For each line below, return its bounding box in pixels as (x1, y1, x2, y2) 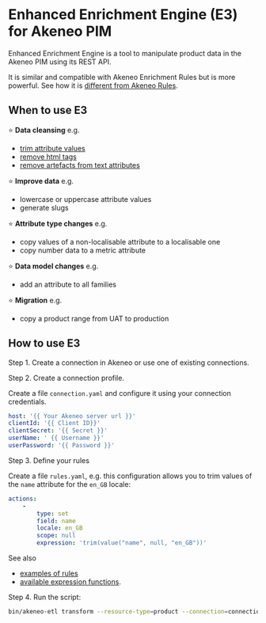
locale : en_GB (36, 524, 83, 532)
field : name (36, 517, 77, 525)
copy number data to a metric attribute (19, 245, 146, 255)
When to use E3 (8, 104, 88, 117)
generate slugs (19, 203, 69, 212)
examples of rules (19, 568, 78, 579)
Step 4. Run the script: (8, 592, 82, 602)
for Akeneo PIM (8, 22, 112, 40)
